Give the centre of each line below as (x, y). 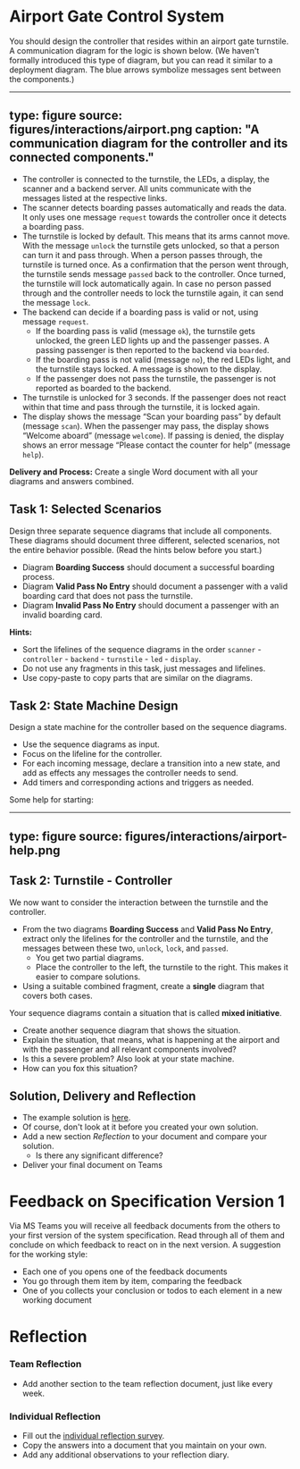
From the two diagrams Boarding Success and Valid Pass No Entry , (148, 929)
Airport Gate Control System (117, 17)
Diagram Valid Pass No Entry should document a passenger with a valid (155, 586)
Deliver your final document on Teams (92, 1165)
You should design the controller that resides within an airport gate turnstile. (149, 41)
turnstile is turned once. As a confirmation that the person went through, (155, 264)
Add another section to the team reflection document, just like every (147, 1383)
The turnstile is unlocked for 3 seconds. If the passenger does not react (154, 397)
